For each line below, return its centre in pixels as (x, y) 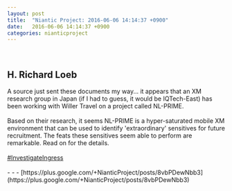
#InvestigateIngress (35, 158)
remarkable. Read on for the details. (58, 143)
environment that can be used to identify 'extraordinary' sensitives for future (116, 128)
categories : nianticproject (48, 33)
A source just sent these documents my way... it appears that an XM (105, 92)
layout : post (26, 14)
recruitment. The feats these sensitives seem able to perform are (100, 135)
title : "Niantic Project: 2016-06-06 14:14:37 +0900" (88, 20)
